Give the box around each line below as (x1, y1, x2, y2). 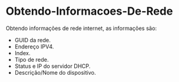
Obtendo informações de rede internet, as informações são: (6, 24, 157, 32)
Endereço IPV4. (14, 43, 55, 50)
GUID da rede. (14, 36, 51, 43)
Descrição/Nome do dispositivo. (14, 69, 96, 76)
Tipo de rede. (14, 56, 49, 63)
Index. (14, 49, 31, 56)
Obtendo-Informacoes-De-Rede (6, 4, 173, 18)
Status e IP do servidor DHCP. (14, 62, 91, 70)
